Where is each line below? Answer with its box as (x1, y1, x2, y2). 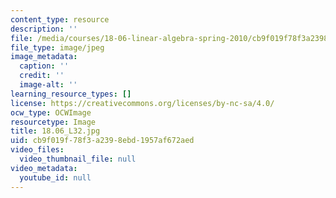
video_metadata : (10, 163, 78, 173)
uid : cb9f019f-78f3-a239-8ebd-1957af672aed (10, 136, 195, 146)
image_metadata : (10, 52, 78, 62)
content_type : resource (10, 14, 110, 25)
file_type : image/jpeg (10, 42, 105, 53)
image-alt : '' (19, 80, 78, 90)
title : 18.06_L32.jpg (10, 126, 101, 136)
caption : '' (19, 61, 70, 71)
